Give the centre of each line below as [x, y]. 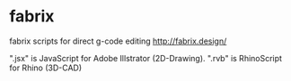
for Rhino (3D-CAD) [46, 68]
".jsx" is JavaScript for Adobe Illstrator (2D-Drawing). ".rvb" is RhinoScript [146, 58]
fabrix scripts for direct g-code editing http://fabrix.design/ [118, 41]
